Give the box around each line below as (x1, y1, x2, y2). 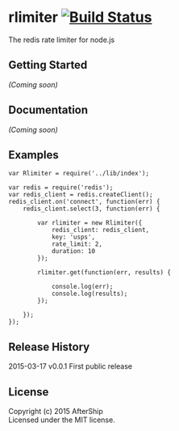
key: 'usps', (51, 233, 95, 242)
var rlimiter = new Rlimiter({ (37, 219, 143, 227)
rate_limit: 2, (51, 240, 103, 248)
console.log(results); (51, 289, 128, 298)
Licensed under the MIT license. (8, 415, 115, 425)
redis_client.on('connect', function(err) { (8, 198, 160, 206)
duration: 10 (51, 247, 95, 256)
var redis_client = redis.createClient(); (8, 191, 153, 199)
